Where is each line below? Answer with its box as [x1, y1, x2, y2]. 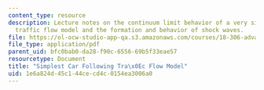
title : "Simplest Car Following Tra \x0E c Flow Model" [8, 63, 189, 70]
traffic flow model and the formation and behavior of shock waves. [15, 26, 244, 34]
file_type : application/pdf [8, 41, 101, 49]
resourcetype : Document [8, 56, 86, 63]
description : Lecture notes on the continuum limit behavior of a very [8, 19, 247, 27]
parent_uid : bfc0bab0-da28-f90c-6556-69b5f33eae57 [8, 48, 178, 56]
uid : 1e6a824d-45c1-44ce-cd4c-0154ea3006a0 [8, 70, 153, 77]
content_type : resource [8, 11, 86, 20]
